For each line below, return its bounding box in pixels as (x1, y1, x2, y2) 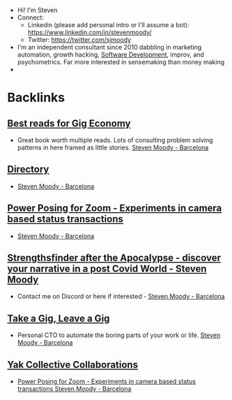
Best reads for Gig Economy (7, 117, 131, 129)
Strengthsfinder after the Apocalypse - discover (7, 252, 222, 264)
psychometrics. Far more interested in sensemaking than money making (17, 58, 225, 66)
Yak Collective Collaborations (7, 359, 138, 371)
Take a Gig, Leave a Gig (7, 312, 110, 324)
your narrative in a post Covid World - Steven (7, 263, 207, 275)
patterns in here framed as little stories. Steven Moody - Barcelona (17, 143, 209, 151)
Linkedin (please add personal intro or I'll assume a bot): (27, 21, 190, 29)
